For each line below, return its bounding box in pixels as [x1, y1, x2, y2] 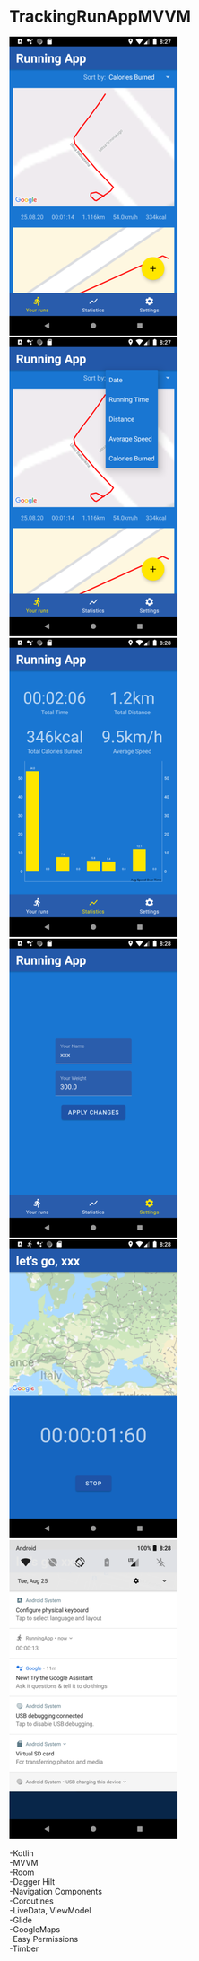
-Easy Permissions [9, 1933, 79, 1944]
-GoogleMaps [9, 1923, 61, 1935]
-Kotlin [9, 1847, 34, 1859]
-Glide [9, 1914, 33, 1925]
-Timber [9, 1943, 39, 1954]
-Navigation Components [9, 1886, 103, 1896]
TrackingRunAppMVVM [9, 6, 191, 27]
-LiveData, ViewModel [9, 1904, 91, 1915]
